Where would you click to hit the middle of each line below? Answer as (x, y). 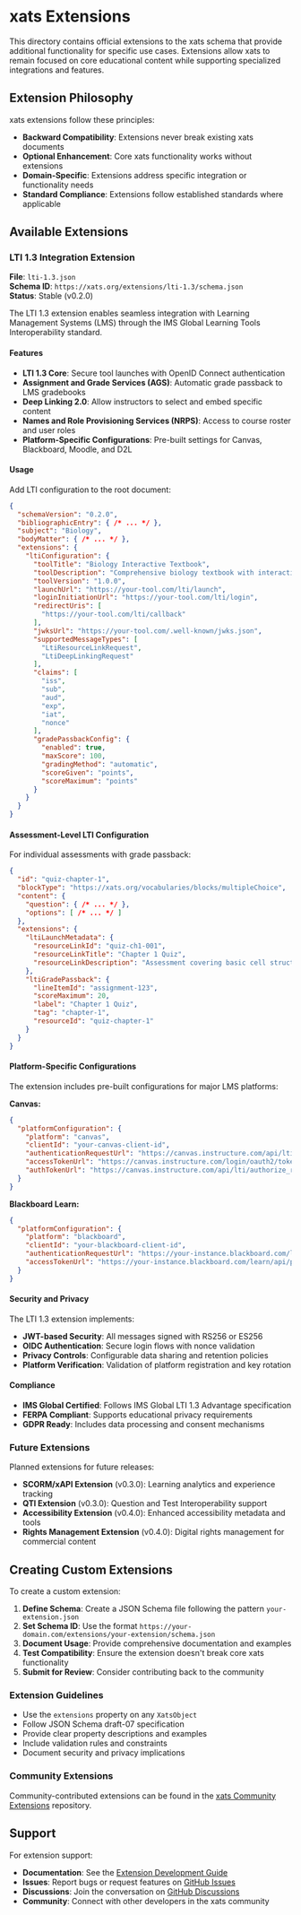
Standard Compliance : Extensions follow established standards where (153, 194)
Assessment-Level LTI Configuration (79, 835)
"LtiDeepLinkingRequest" (88, 656)
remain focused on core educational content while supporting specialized (145, 60)
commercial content (59, 1542)
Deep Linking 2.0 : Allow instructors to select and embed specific (142, 402)
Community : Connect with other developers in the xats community (146, 1901)
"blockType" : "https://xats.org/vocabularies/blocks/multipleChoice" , (152, 888)
